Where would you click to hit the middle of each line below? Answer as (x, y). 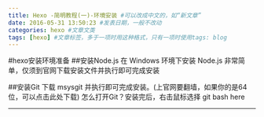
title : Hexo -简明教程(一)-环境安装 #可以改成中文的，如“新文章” (105, 15)
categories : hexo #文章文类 (52, 30)
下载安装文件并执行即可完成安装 (108, 71)
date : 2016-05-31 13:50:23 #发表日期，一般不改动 (85, 23)
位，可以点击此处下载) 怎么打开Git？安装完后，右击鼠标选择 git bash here (126, 97)
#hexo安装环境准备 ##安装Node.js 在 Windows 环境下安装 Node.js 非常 (123, 60)
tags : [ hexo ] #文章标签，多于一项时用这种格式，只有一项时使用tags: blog (118, 37)
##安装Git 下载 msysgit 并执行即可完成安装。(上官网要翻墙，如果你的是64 (128, 87)
